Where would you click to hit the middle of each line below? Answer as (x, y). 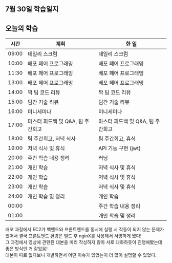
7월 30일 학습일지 (32, 9)
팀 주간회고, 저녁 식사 (51, 139)
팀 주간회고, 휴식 (117, 139)
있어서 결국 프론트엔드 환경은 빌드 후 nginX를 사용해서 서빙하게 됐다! (73, 236)
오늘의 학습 (22, 28)
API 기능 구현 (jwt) (119, 148)
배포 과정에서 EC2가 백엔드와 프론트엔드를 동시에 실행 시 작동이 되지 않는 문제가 (85, 230)
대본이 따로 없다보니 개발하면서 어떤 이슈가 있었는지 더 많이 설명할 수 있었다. (81, 255)
